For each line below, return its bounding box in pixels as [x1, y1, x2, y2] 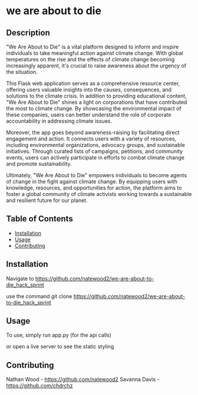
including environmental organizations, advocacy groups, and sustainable [6, 142, 186, 148]
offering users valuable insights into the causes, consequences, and [6, 86, 172, 93]
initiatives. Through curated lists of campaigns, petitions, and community [6, 148, 183, 155]
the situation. [6, 68, 38, 75]
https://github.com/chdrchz [6, 382, 73, 389]
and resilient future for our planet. [6, 197, 88, 204]
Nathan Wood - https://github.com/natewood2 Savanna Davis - [6, 376, 160, 383]
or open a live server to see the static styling [6, 343, 114, 350]
